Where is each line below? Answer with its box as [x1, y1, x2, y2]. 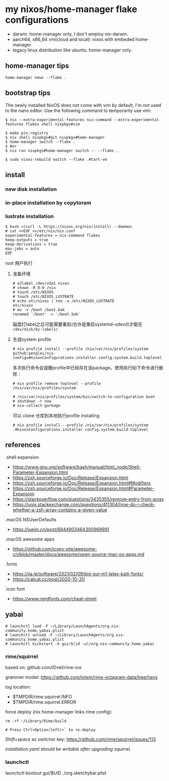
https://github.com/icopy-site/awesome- [12, 546, 97, 552]
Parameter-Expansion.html [12, 469, 68, 475]
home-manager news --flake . [5, 75, 67, 80]
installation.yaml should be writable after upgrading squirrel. [5, 746, 131, 752]
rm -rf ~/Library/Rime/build [5, 718, 67, 724]
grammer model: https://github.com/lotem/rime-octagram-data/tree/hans [5, 674, 158, 680]
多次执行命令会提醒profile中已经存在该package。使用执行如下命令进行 [12, 365, 159, 371]
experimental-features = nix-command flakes [5, 233, 100, 238]
